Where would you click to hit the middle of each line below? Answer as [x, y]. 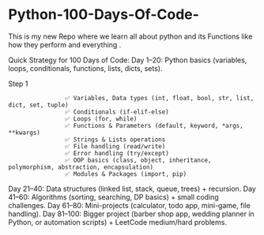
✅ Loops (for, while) [101, 119]
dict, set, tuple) [38, 105]
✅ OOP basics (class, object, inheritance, [138, 160]
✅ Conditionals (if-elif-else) [117, 112]
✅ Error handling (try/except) [117, 153]
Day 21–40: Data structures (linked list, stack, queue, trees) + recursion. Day [132, 188]
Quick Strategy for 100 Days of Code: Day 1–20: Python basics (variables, [128, 60]
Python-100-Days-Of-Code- [104, 15]
